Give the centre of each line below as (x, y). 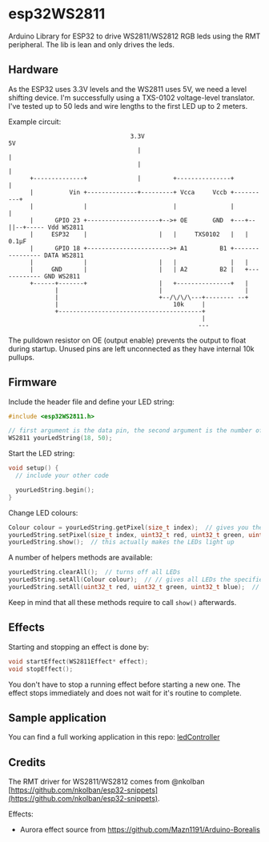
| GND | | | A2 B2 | (132, 269)
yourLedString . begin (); (55, 490)
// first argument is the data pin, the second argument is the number (130, 431)
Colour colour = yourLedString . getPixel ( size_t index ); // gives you (128, 527)
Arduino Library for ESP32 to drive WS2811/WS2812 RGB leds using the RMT (134, 36)
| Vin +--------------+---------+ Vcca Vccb (128, 192)
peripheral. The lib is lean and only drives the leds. (91, 44)
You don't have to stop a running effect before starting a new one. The (124, 684)
